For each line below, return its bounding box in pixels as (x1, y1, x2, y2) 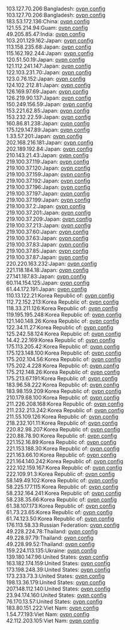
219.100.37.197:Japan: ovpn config (6, 190, 90, 197)
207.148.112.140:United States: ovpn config (6, 585, 111, 592)
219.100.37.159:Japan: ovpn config (6, 171, 90, 178)
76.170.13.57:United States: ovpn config (6, 598, 103, 605)
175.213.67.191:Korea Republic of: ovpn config (6, 375, 118, 382)
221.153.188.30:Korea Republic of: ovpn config (6, 445, 120, 452)
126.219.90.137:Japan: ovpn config (6, 94, 92, 101)
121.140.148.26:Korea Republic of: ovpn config (6, 317, 119, 325)
